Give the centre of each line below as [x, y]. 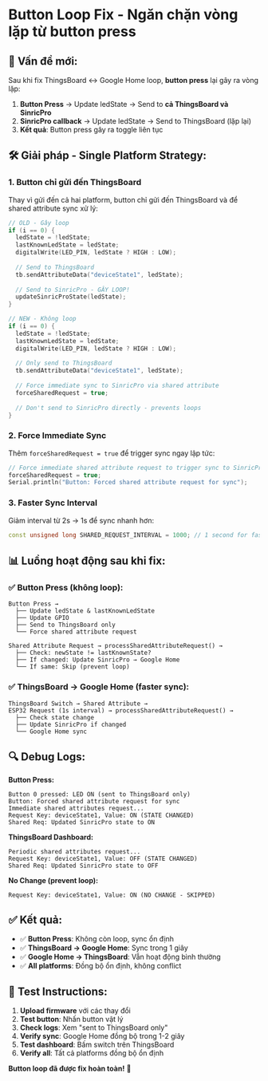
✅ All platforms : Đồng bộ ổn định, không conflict [100, 966]
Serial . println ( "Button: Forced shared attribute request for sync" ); [128, 483]
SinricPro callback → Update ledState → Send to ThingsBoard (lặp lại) [136, 121]
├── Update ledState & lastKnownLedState [85, 611]
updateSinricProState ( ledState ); [71, 297]
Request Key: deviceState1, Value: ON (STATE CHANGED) [101, 815]
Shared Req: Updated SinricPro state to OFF [83, 866]
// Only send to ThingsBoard [64, 363]
